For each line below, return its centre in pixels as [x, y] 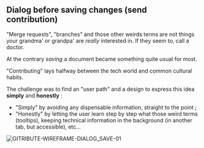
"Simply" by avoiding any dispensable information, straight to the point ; [106, 107]
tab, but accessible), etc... [48, 127]
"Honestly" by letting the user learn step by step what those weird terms [106, 114]
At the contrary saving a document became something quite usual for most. [102, 59]
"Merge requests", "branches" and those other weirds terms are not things [100, 34]
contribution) [32, 20]
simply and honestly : [34, 95]
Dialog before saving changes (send [77, 10]
